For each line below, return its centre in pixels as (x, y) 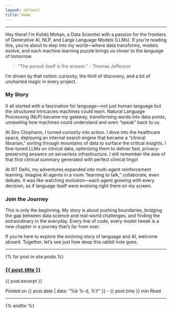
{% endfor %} (20, 306)
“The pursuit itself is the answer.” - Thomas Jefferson (74, 66)
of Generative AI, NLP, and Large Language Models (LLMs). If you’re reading (86, 40)
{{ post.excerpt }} (24, 281)
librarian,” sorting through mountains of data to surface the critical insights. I (86, 143)
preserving (17, 154)
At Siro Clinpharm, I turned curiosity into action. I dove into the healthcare (83, 132)
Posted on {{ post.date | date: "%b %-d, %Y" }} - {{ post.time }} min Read (83, 291)
